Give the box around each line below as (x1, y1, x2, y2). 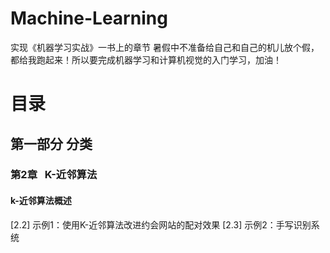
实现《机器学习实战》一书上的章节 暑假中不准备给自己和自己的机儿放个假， (10, 41, 320, 53)
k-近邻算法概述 (10, 195, 72, 207)
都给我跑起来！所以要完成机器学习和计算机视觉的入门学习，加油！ (10, 53, 282, 66)
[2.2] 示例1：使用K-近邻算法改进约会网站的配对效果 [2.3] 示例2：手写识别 (10, 218, 312, 231)
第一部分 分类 (10, 135, 93, 152)
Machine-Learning (10, 7, 168, 30)
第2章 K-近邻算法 (10, 168, 98, 182)
